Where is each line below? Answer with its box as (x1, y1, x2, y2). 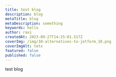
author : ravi (5, 30, 32, 35)
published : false (5, 52, 41, 58)
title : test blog (5, 7, 41, 12)
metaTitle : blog (5, 16, 39, 21)
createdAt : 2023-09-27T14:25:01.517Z (5, 35, 83, 40)
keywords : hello (5, 26, 39, 30)
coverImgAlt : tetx (5, 44, 43, 49)
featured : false (5, 48, 39, 53)
